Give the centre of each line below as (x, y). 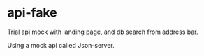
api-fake (32, 13)
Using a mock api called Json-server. (61, 45)
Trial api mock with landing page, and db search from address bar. (103, 32)
